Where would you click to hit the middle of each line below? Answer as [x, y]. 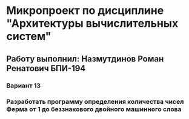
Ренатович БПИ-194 [46, 68]
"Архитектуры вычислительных [92, 23]
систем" [29, 36]
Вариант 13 [24, 86]
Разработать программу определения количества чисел [95, 102]
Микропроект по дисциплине [85, 11]
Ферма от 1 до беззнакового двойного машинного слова [94, 109]
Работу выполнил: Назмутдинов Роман [85, 59]
